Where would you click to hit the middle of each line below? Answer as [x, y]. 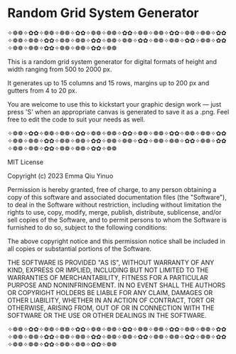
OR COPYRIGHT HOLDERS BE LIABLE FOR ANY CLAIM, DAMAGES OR [110, 292]
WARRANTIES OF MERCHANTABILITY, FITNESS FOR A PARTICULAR [108, 277]
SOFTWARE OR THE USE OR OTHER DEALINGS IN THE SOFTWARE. [107, 315]
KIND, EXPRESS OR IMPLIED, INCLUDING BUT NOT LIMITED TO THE [108, 270]
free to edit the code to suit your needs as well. [76, 119]
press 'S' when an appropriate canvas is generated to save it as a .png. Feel [118, 112]
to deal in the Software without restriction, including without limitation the [114, 205]
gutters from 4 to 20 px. [42, 90]
